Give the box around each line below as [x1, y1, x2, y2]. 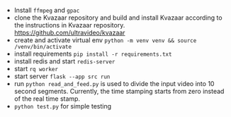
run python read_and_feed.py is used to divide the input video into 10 [13, 80, 215, 87]
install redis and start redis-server [13, 57, 115, 66]
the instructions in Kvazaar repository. [13, 21, 125, 29]
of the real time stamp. [13, 94, 80, 103]
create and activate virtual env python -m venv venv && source [13, 36, 197, 44]
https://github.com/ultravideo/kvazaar [13, 28, 125, 37]
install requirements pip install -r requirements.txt [13, 49, 172, 58]
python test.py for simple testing [13, 102, 112, 110]
